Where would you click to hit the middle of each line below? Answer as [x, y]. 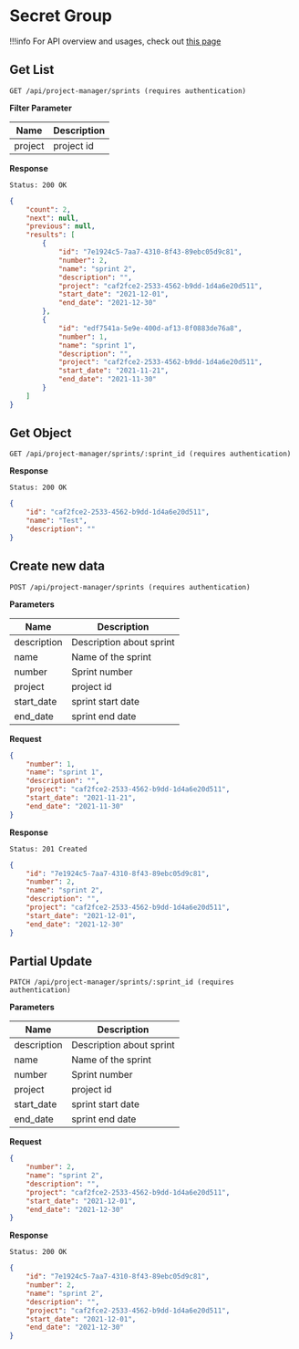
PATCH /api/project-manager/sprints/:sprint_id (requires [122, 982]
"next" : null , [52, 218]
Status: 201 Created [49, 849]
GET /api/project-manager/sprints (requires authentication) [128, 91]
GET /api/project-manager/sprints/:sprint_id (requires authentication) [150, 454]
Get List [32, 70]
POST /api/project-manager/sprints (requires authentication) [130, 587]
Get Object [41, 433]
